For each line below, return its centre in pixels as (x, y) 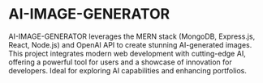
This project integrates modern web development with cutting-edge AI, (127, 53)
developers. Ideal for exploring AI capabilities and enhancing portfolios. (128, 70)
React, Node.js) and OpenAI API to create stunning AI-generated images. (130, 44)
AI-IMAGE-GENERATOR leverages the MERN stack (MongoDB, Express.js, (132, 36)
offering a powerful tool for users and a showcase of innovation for (121, 62)
